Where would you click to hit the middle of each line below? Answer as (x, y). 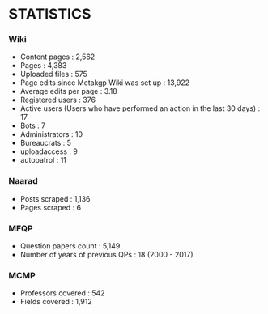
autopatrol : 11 (43, 160)
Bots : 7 (33, 125)
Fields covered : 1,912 (56, 302)
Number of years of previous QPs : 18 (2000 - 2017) (106, 255)
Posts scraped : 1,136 (55, 198)
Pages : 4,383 (43, 66)
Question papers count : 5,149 (70, 246)
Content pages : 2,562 (57, 57)
